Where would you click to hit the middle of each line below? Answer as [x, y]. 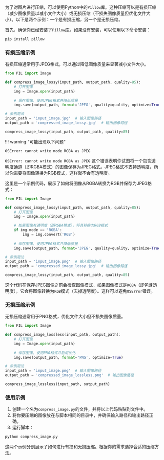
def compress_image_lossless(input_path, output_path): [63, 335]
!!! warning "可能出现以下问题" [35, 141]
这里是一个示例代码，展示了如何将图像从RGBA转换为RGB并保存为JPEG [76, 183]
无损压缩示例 [20, 305]
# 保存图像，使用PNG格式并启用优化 [45, 353]
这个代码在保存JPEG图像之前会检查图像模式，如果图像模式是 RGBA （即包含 [79, 285]
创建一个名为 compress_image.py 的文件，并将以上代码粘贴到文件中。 [80, 409]
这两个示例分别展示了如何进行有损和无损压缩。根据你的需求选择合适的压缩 [80, 447]
